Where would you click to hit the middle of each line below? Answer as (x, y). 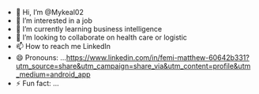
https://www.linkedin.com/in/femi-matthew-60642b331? (158, 58)
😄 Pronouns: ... (41, 58)
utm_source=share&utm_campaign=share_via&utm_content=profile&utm (133, 66)
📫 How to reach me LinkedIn (63, 46)
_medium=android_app (53, 74)
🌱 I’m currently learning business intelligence (89, 29)
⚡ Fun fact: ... (37, 83)
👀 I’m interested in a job (54, 21)
